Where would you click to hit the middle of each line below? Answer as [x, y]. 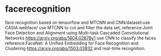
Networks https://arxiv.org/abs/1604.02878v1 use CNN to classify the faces [80, 38]
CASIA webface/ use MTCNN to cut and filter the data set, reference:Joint [79, 27]
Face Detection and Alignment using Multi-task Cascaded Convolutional [77, 33]
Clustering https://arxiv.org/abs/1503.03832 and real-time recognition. [75, 48]
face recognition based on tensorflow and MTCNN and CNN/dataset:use [78, 22]
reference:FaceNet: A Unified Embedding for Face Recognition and [72, 43]
